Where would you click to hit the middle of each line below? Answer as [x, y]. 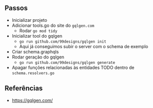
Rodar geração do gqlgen [38, 57]
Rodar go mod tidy [38, 30]
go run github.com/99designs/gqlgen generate [67, 62]
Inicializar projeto [30, 20]
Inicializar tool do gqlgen [37, 36]
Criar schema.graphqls [35, 52]
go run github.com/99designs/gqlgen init [63, 42]
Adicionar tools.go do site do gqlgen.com [53, 25]
